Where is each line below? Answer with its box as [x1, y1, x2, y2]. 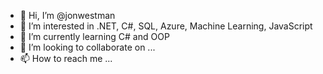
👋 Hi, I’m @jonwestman [19, 10, 116, 21]
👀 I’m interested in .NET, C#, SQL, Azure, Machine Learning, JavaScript [19, 20, 313, 32]
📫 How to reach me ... [19, 53, 113, 64]
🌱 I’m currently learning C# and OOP [19, 31, 170, 42]
